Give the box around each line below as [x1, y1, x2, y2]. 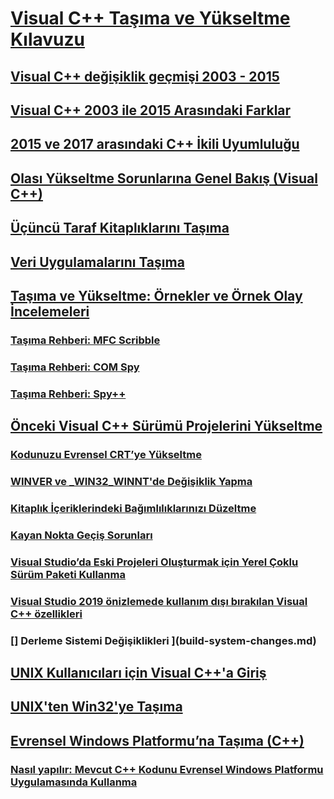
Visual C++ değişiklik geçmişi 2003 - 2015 [10, 68, 280, 85]
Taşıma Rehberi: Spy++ [10, 387, 127, 401]
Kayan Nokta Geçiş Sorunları [10, 528, 153, 542]
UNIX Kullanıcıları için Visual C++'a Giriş [10, 664, 267, 681]
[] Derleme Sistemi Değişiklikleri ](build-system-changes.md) [10, 633, 317, 647]
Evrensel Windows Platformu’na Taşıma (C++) [10, 732, 305, 749]
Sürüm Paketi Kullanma [10, 567, 126, 581]
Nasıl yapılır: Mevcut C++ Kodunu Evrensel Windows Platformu [10, 762, 324, 776]
